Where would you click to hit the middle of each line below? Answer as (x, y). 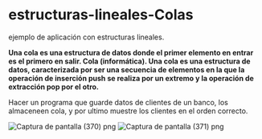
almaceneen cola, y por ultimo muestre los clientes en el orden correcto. (128, 111)
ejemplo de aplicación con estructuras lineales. (86, 37)
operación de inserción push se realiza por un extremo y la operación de (131, 78)
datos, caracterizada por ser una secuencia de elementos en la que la (127, 69)
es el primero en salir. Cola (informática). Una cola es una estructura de (129, 61)
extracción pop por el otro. (53, 87)
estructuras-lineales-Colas (101, 15)
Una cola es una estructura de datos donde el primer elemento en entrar (131, 52)
